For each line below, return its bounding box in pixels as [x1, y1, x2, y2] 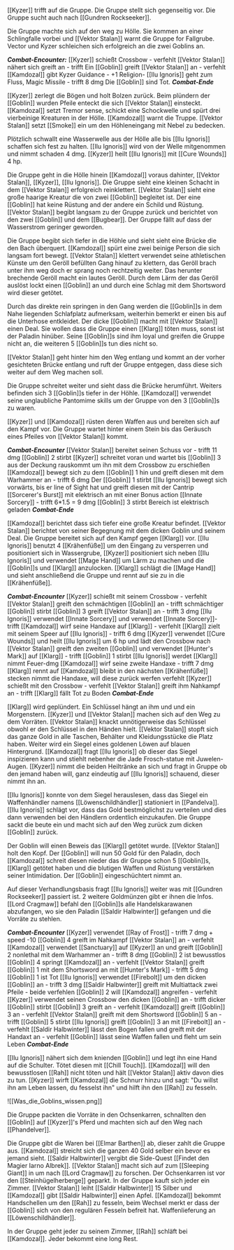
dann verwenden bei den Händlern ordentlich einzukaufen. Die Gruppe [7, 813, 211, 821]
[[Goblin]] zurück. [7, 828, 59, 836]
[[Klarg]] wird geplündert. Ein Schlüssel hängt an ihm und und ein [7, 702, 196, 711]
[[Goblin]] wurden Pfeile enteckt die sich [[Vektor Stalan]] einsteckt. [7, 99, 203, 107]
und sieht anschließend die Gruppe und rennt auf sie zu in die [7, 571, 185, 579]
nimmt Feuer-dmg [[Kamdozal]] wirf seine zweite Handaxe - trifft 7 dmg [7, 659, 214, 667]
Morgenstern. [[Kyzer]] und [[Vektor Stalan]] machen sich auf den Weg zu [7, 710, 221, 718]
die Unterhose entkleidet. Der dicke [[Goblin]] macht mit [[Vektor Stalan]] [7, 317, 218, 325]
